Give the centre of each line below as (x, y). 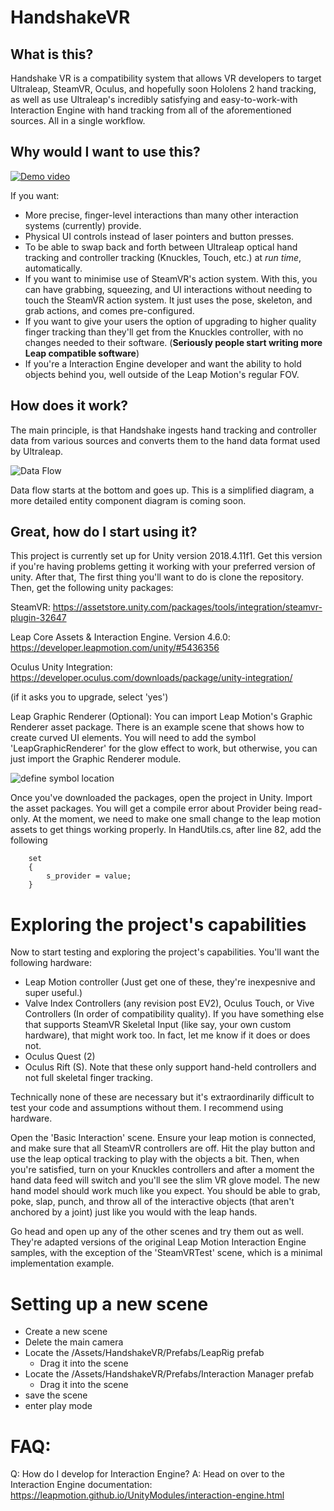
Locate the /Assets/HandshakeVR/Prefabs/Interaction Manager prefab (169, 1374)
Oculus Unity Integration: (61, 667)
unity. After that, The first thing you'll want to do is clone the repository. (157, 577)
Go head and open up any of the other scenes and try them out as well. (157, 1232)
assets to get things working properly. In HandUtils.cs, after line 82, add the (166, 830)
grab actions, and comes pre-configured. (109, 310)
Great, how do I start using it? (104, 532)
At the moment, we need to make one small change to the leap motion (177, 819)
